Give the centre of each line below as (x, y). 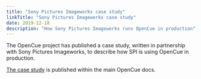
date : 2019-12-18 (28, 23)
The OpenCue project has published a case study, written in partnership (96, 45)
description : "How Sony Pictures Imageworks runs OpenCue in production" (101, 28)
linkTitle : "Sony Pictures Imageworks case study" (71, 17)
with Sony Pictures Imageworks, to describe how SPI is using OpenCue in (97, 52)
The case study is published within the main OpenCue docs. (81, 70)
